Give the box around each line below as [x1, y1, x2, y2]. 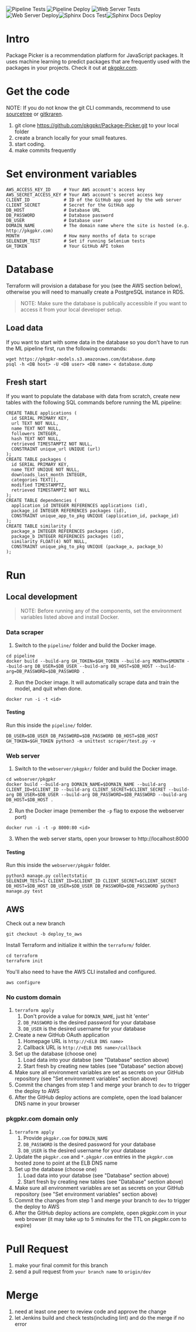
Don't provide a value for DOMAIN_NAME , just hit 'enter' [23, 1013, 150, 1020]
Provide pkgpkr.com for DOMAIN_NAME [23, 1134, 108, 1141]
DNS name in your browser [14, 1100, 80, 1107]
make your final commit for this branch [14, 1262, 108, 1269]
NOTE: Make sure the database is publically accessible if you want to [20, 299, 187, 306]
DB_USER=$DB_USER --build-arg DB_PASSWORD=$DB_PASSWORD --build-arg [16, 792, 187, 798]
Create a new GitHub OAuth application [14, 1031, 110, 1038]
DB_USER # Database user [6, 217, 104, 223]
